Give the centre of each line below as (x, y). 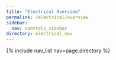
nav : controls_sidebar (39, 28)
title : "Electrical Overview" (43, 12)
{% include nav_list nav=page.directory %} (58, 50)
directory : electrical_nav (39, 34)
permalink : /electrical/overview (47, 17)
